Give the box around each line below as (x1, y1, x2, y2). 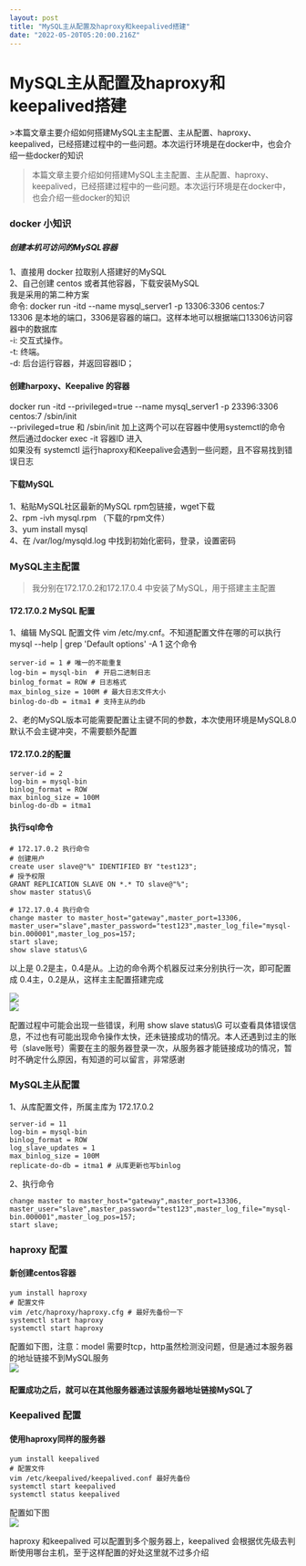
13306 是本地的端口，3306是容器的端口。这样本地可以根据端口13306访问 (9, 312, 285, 323)
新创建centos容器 (9, 1267, 76, 1278)
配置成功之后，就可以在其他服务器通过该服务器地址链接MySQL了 (9, 1384, 253, 1395)
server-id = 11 (9, 1119, 67, 1129)
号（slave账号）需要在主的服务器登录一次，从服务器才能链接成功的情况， (9, 1042, 285, 1053)
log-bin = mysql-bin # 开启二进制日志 (9, 668, 151, 678)
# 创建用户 (9, 854, 46, 863)
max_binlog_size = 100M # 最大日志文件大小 (9, 688, 167, 697)
